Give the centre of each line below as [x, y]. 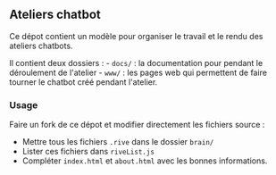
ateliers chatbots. [41, 46]
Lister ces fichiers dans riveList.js [88, 152]
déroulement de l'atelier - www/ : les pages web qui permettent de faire [138, 72]
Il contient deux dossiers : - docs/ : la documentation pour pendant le [136, 62]
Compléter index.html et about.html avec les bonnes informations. [145, 161]
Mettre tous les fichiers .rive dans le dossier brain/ [118, 142]
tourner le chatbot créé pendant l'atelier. [84, 82]
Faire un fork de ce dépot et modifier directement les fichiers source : [137, 125]
